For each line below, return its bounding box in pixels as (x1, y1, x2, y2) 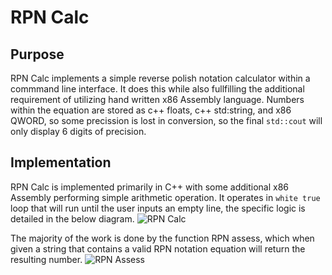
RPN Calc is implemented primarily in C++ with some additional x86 (10, 181, 290, 193)
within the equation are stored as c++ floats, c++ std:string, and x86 (10, 104, 292, 116)
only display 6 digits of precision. (10, 126, 147, 137)
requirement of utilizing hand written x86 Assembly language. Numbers (10, 94, 305, 105)
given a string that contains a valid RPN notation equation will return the (10, 242, 306, 255)
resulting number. (10, 253, 83, 265)
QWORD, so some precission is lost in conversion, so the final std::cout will (10, 115, 323, 126)
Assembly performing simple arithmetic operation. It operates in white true (10, 191, 321, 203)
